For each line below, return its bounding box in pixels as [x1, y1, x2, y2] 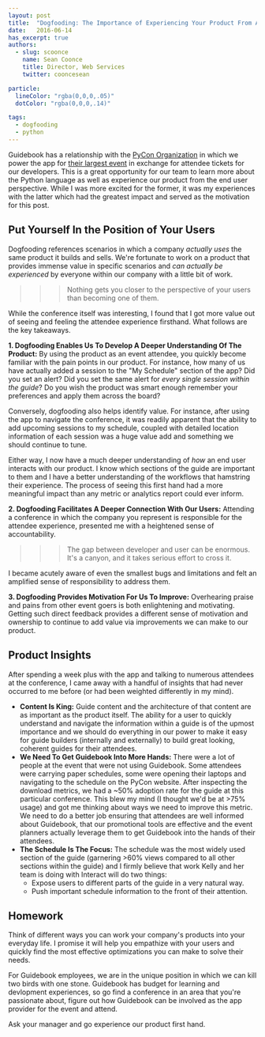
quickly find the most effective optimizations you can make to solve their [8, 947, 244, 956]
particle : [8, 85, 41, 92]
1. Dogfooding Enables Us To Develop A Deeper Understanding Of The [8, 341, 242, 350]
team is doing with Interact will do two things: [19, 869, 167, 879]
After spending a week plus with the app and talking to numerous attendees [8, 669, 255, 679]
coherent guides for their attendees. [19, 744, 137, 753]
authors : [8, 41, 37, 49]
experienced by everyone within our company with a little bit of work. [8, 270, 233, 279]
